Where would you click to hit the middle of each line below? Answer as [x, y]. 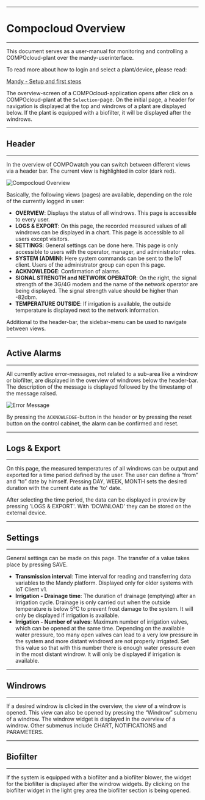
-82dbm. [26, 297]
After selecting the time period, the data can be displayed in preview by [96, 500]
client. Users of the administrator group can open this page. [90, 265]
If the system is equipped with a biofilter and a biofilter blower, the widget [99, 777]
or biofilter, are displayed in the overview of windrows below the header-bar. [102, 380]
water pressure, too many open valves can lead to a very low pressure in [106, 635]
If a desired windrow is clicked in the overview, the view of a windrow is [96, 706]
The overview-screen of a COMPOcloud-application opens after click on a [100, 93]
